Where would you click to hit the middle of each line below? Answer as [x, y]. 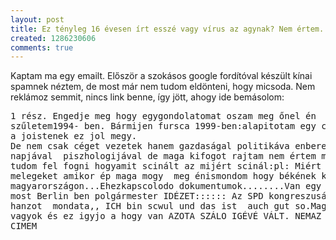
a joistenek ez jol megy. [74, 136]
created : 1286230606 [53, 38]
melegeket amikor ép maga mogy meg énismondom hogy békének [163, 176]
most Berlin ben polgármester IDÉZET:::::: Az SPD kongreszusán [171, 196]
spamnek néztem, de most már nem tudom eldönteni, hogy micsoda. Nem [163, 87]
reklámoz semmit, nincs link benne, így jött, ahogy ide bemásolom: [147, 97]
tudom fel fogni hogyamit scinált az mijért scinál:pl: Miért [166, 166]
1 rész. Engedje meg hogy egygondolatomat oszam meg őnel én [163, 116]
